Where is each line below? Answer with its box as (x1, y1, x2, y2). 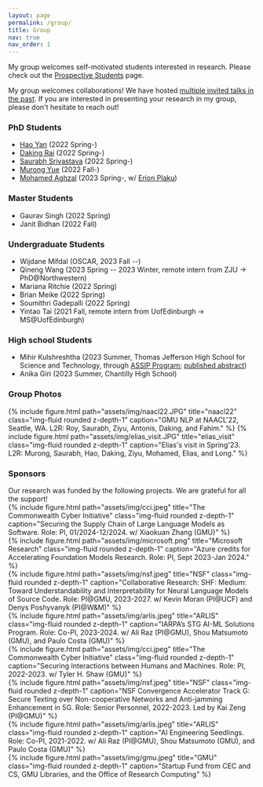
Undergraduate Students (8, 239, 105, 250)
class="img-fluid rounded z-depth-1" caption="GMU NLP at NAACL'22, (8, 415, 239, 424)
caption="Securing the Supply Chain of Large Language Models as (8, 519, 225, 529)
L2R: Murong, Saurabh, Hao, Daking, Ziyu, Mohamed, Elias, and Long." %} (8, 448, 248, 458)
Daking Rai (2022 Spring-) (19, 148, 105, 158)
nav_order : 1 (8, 41, 51, 49)
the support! (8, 494, 49, 503)
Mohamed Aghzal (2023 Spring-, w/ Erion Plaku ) (19, 174, 178, 183)
